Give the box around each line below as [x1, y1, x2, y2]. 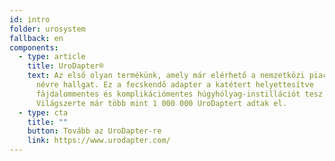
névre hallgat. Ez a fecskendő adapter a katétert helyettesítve [35, 80, 314, 90]
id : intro [9, 14, 51, 25]
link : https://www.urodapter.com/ [27, 136, 171, 146]
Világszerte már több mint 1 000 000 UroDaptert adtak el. [35, 98, 287, 108]
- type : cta [18, 107, 69, 118]
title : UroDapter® [27, 61, 104, 71]
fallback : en [9, 33, 64, 43]
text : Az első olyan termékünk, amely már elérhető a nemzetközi [27, 71, 306, 81]
